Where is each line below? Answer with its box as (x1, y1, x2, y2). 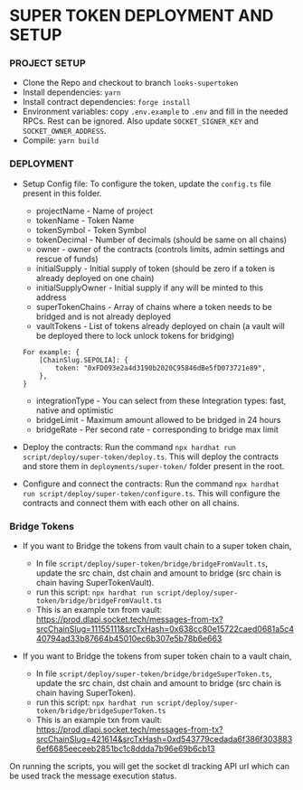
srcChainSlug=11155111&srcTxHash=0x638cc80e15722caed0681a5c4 (35, 624, 295, 635)
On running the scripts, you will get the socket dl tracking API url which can (9, 761, 290, 772)
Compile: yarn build (22, 135, 99, 146)
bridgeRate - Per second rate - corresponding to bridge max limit (35, 424, 279, 435)
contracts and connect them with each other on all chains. (22, 497, 240, 508)
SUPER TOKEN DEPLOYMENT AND (9, 5, 274, 26)
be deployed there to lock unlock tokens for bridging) (35, 330, 235, 341)
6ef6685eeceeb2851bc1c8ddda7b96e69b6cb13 (35, 743, 215, 755)
